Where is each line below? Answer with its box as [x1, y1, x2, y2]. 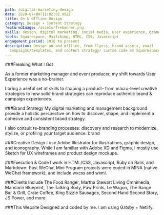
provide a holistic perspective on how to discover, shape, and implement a [5, 110, 155, 116]
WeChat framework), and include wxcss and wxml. [5, 170, 107, 176]
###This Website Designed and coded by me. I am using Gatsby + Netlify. [5, 204, 154, 210]
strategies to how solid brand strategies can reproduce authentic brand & [5, 91, 152, 97]
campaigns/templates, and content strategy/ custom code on [9, 48, 134, 53]
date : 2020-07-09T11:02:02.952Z [5, 12, 71, 17]
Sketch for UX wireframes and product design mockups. [5, 150, 119, 156]
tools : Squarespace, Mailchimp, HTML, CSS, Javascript [5, 35, 119, 39]
